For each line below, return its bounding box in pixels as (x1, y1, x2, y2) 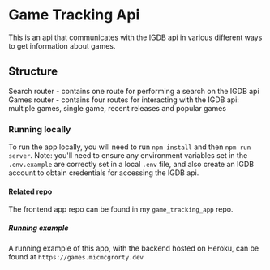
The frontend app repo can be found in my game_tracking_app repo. (8, 204, 234, 214)
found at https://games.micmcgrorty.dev (8, 252, 144, 262)
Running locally (8, 123, 71, 135)
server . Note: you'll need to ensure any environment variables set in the (8, 151, 248, 161)
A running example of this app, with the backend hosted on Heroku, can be (8, 243, 259, 253)
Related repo (8, 186, 53, 196)
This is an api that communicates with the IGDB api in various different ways (8, 32, 263, 42)
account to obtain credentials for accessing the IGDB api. (8, 168, 199, 178)
